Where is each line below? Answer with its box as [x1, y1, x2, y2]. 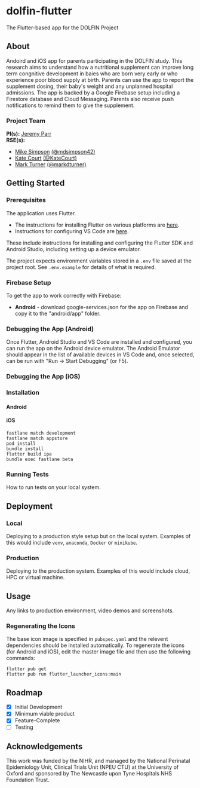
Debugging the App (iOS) [6, 372, 81, 381]
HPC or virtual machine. [6, 574, 65, 581]
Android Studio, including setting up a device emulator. [6, 245, 141, 252]
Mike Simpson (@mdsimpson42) [14, 148, 96, 155]
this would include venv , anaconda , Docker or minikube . [6, 539, 138, 546]
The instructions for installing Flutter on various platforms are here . [14, 221, 180, 228]
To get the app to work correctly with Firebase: [6, 292, 122, 300]
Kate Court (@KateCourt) [14, 154, 78, 162]
